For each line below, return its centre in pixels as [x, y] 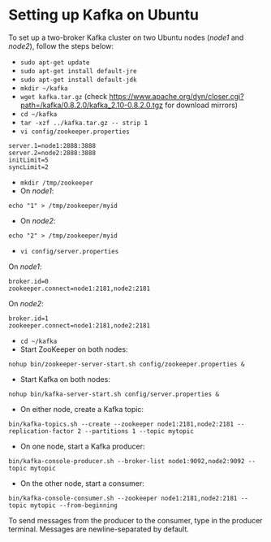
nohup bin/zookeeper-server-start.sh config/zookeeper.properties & [127, 364]
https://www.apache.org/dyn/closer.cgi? [177, 96]
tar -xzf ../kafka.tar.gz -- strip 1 [84, 123]
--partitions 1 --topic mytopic [140, 431]
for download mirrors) [201, 105]
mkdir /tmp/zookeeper [56, 183]
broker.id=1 [28, 319]
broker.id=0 [28, 281]
